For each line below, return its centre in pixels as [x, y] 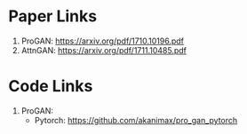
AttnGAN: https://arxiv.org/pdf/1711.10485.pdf [104, 50]
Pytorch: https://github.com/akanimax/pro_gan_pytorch [136, 120]
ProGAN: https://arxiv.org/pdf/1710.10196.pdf [102, 41]
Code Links [51, 87]
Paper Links [53, 16]
